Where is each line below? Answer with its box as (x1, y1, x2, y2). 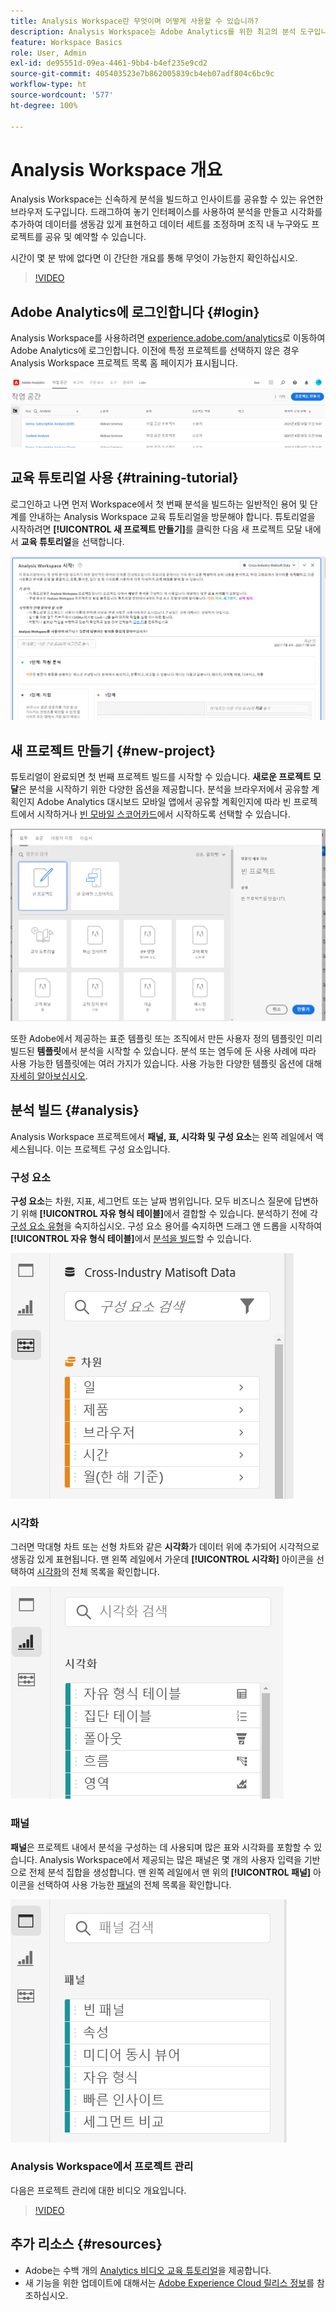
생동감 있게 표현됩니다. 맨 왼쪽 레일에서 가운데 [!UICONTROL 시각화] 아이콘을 (10, 1553, 315, 1565)
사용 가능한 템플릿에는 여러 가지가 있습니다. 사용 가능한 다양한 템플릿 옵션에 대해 (10, 1057, 323, 1069)
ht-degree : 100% (10, 100, 78, 110)
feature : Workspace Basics (10, 37, 123, 47)
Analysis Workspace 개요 (10, 158, 223, 181)
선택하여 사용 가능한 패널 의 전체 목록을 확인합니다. (36, 1878, 232, 1890)
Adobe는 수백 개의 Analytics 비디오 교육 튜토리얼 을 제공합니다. (24, 2264, 272, 2276)
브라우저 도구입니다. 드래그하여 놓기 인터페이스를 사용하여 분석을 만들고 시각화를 (10, 206, 323, 218)
